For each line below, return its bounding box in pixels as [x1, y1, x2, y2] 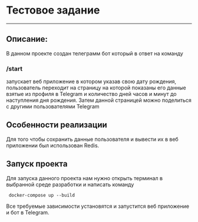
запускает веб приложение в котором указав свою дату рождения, [6, 78, 177, 85]
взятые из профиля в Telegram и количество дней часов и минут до [6, 91, 177, 98]
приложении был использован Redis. [6, 142, 100, 149]
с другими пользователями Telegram [6, 103, 100, 110]
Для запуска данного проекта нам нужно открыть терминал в [6, 174, 163, 181]
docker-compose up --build [8, 192, 75, 198]
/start [6, 64, 23, 72]
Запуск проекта [6, 159, 68, 169]
